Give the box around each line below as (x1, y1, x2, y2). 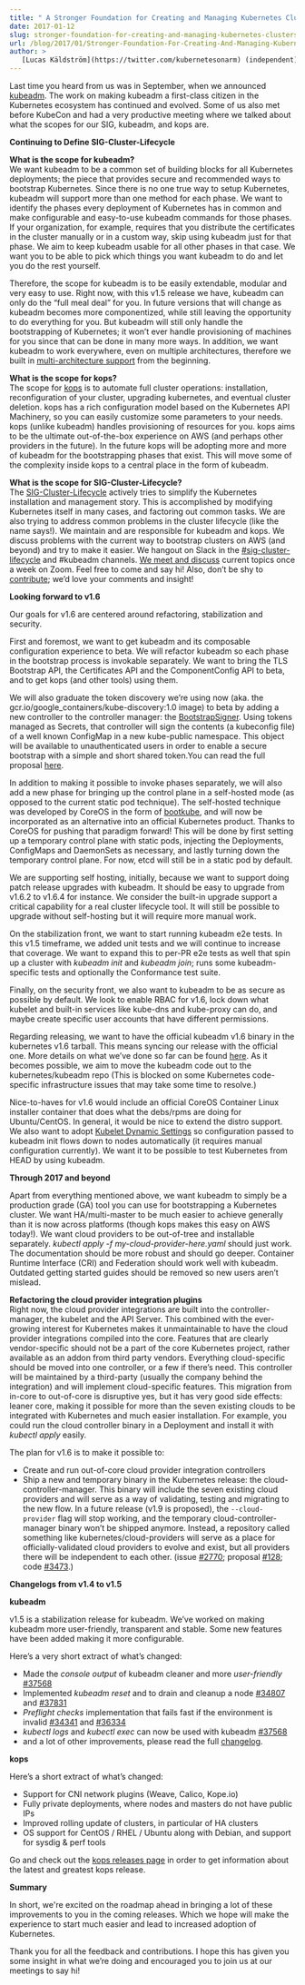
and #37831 (22, 1697, 67, 1708)
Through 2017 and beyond (9, 1172, 111, 1183)
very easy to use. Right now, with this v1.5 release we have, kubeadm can (9, 288, 284, 298)
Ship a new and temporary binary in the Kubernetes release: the (22, 1475, 262, 1485)
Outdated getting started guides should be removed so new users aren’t (9, 1268, 279, 1278)
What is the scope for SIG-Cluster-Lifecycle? (9, 478, 182, 488)
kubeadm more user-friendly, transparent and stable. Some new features (9, 1624, 283, 1634)
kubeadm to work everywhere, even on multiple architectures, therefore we (9, 346, 292, 356)
